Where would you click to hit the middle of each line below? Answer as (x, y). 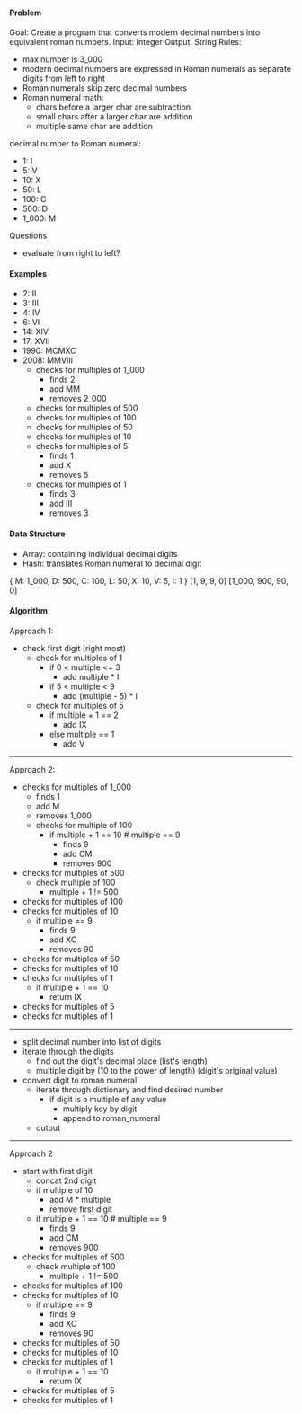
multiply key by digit (100, 1109)
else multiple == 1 (82, 734)
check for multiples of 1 (79, 658)
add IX (75, 724)
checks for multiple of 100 (84, 825)
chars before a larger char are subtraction (113, 107)
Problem (26, 13)
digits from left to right (64, 79)
